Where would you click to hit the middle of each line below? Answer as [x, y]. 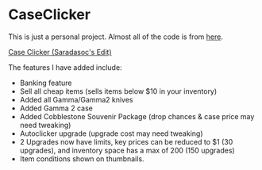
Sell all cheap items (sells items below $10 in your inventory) [118, 91]
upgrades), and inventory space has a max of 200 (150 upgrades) [127, 150]
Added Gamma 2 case [56, 108]
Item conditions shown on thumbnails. [82, 158]
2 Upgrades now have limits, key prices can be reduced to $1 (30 [126, 141]
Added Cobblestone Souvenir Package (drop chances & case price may [137, 116]
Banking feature [46, 83]
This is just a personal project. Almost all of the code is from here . [116, 37]
